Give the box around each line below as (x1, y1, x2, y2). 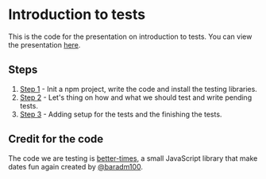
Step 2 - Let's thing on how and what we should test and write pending (19, 93, 253, 102)
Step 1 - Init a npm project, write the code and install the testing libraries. (19, 84, 258, 93)
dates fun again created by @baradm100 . (8, 162, 143, 171)
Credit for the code (8, 132, 104, 146)
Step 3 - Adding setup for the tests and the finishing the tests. (19, 109, 222, 119)
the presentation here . (8, 40, 81, 49)
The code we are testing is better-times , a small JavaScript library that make (8, 153, 258, 163)
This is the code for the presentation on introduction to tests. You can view (8, 32, 253, 41)
